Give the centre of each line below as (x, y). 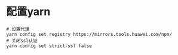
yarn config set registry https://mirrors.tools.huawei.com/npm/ (89, 34)
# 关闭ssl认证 (22, 41)
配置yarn (28, 12)
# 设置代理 (18, 29)
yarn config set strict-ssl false (49, 46)
